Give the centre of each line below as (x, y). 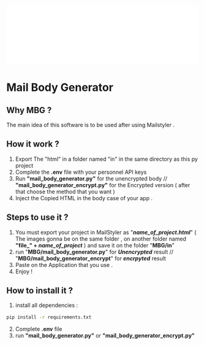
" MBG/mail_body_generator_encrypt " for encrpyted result (91, 258)
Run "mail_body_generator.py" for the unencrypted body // (91, 178)
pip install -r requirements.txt (49, 317)
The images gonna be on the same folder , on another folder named (101, 239)
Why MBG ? (29, 110)
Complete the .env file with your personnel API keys (81, 172)
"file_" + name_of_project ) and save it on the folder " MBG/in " (95, 245)
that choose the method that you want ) (65, 192)
